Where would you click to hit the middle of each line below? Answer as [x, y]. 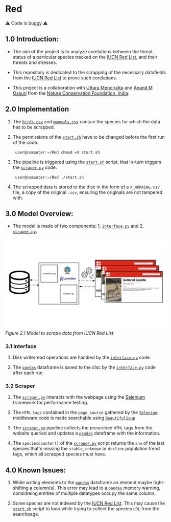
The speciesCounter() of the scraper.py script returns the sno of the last [89, 443]
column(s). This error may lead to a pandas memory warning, [97, 488]
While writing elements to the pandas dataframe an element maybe [82, 483]
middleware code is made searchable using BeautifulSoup [74, 418]
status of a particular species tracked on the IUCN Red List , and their [85, 57]
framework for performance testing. [50, 403]
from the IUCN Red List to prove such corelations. [65, 78]
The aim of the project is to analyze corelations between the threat [83, 51]
